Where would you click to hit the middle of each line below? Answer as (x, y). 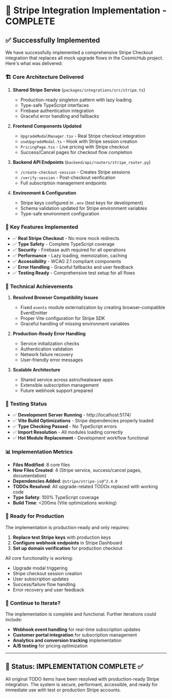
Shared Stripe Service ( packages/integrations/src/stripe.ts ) (79, 90)
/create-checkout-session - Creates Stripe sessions (75, 172)
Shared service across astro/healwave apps (67, 379)
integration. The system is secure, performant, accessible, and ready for (82, 684)
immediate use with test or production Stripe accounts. (63, 690)
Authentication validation (47, 349)
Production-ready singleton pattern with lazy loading (76, 100)
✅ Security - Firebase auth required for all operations (69, 250)
